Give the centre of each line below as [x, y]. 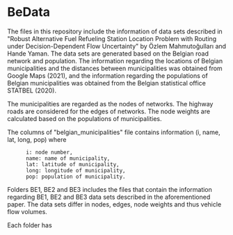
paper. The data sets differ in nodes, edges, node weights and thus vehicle [114, 204]
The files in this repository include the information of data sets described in [115, 31]
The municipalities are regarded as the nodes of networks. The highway [110, 104]
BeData [29, 12]
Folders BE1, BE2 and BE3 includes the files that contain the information [110, 189]
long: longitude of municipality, [76, 170]
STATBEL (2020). [32, 90]
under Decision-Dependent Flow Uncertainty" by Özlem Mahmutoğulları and [117, 46]
